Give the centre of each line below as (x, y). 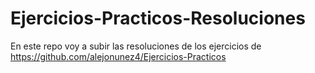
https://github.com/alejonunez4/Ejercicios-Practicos (118, 56)
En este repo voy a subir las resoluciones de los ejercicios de (136, 46)
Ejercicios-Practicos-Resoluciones (158, 18)
